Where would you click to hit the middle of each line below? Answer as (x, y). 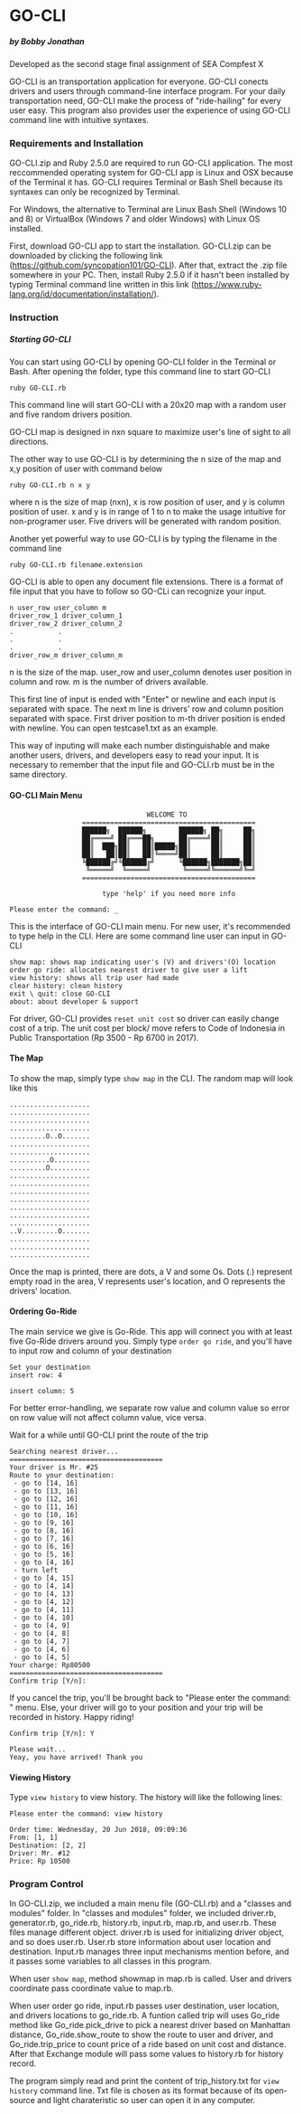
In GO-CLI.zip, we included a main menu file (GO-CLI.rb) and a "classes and (151, 1903)
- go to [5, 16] (44, 1554)
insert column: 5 (42, 1391)
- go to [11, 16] (46, 1506)
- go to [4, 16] (44, 1562)
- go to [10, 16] (46, 1515)
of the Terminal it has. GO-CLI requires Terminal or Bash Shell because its (146, 183)
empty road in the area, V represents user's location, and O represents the (147, 1281)
